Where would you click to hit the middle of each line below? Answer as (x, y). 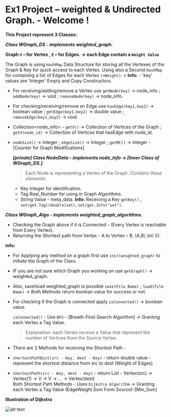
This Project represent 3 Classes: (41, 34)
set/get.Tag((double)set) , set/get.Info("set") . (71, 205)
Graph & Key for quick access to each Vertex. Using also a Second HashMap (84, 70)
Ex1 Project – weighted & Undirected (83, 9)
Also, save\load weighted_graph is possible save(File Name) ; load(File (88, 286)
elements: (36, 178)
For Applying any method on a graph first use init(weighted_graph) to (87, 255)
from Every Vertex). (33, 230)
